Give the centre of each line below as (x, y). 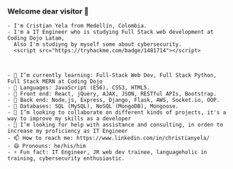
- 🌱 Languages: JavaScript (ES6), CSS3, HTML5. (79, 88)
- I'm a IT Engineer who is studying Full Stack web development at (110, 32)
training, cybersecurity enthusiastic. (66, 158)
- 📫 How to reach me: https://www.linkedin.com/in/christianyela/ (109, 138)
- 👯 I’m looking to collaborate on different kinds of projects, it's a (117, 112)
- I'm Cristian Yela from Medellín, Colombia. (77, 26)
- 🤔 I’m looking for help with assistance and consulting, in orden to (115, 125)
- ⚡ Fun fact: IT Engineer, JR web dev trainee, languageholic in (107, 152)
